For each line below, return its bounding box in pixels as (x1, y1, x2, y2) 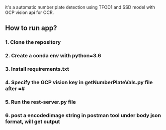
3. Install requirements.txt (5, 66, 70, 73)
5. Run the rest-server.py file (5, 99, 76, 105)
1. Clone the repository (5, 39, 61, 46)
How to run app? (5, 24, 57, 32)
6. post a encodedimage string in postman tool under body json (5, 112, 162, 119)
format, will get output (5, 118, 60, 125)
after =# (5, 85, 25, 92)
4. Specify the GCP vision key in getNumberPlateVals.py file (5, 79, 153, 86)
